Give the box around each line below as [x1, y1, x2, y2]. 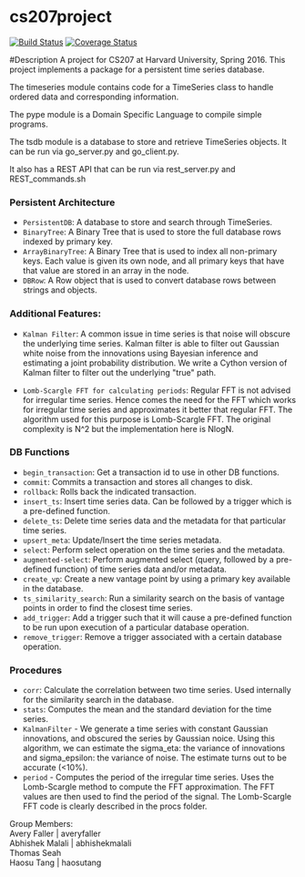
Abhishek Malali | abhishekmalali [9, 838, 132, 849]
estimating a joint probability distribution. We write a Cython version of [22, 357, 288, 368]
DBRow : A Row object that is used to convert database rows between [22, 275, 277, 286]
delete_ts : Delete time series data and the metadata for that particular [22, 515, 287, 526]
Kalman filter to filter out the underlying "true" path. [22, 366, 217, 377]
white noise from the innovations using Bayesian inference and [22, 347, 259, 358]
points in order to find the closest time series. [22, 602, 193, 613]
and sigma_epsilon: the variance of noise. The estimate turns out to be [22, 752, 287, 763]
